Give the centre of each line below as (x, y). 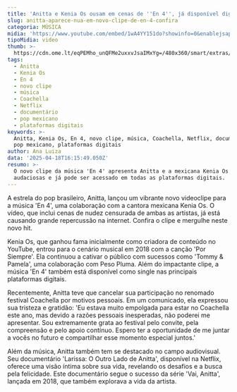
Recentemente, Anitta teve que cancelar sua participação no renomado (111, 293)
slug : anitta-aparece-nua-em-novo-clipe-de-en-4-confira (93, 20)
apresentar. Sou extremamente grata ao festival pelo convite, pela (103, 322)
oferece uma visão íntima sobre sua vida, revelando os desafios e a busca (115, 366)
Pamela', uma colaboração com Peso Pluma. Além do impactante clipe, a (113, 264)
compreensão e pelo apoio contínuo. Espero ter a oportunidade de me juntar (119, 330)
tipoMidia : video (33, 40)
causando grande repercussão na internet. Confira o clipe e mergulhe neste (117, 220)
